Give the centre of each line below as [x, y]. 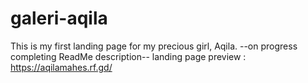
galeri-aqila [59, 18]
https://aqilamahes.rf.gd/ [61, 67]
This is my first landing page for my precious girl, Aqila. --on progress [154, 46]
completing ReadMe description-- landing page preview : [128, 56]
